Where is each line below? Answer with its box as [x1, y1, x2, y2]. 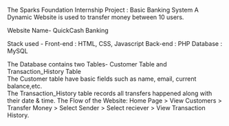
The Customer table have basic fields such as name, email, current [7, 75, 197, 83]
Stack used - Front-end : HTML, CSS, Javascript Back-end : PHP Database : [7, 40, 222, 47]
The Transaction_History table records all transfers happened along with [7, 89, 212, 97]
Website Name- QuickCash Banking [7, 27, 109, 34]
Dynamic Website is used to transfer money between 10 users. [7, 13, 184, 21]
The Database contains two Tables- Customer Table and [7, 60, 167, 68]
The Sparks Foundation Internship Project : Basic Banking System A [7, 6, 199, 14]
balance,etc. [7, 82, 43, 90]
